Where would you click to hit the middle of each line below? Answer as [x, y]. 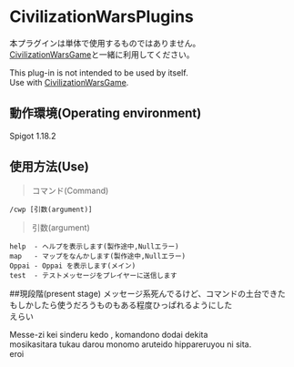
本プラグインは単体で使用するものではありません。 [105, 43]
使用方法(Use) [49, 167]
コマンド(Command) [70, 190]
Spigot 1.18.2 [33, 136]
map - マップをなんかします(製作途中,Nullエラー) [98, 256]
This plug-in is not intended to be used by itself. [99, 72]
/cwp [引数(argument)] [51, 209]
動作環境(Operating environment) [106, 113]
